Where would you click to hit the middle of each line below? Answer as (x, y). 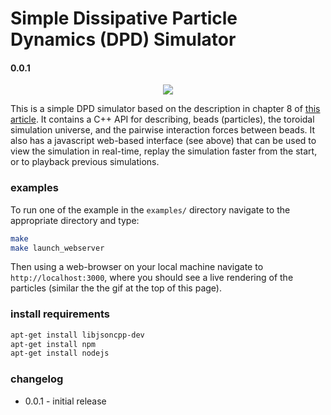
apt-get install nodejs (60, 353)
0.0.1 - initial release (65, 401)
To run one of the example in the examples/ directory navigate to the (150, 209)
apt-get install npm (53, 344)
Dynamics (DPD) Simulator (123, 39)
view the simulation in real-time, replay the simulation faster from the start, (164, 151)
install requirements (60, 314)
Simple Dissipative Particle (124, 18)
